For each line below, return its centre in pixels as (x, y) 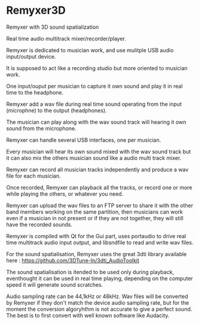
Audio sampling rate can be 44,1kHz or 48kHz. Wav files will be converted (97, 296)
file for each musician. (33, 176)
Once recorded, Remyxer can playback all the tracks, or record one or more (99, 187)
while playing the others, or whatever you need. (65, 194)
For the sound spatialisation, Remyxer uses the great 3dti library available (97, 254)
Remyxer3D (36, 10)
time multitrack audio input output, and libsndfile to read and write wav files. (100, 242)
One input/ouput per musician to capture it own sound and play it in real (95, 86)
